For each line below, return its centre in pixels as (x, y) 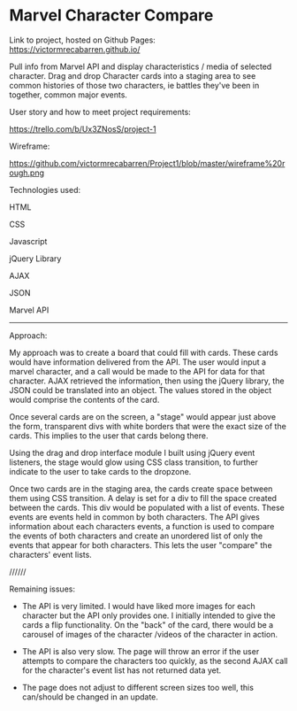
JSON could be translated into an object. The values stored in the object (141, 390)
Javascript (28, 241)
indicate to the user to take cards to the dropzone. (100, 471)
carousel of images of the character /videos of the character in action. (150, 634)
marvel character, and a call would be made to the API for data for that (137, 371)
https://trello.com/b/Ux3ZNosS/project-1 (83, 128)
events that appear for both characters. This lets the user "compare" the (141, 545)
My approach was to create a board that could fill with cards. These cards (144, 352)
